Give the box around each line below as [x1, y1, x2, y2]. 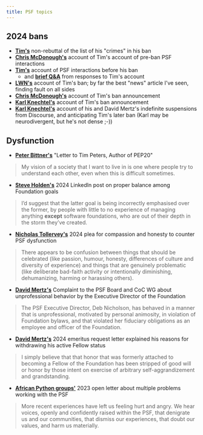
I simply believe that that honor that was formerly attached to [21, 353, 174, 361]
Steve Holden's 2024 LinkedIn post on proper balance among [15, 182, 171, 189]
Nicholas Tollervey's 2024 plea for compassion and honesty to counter [15, 231, 195, 238]
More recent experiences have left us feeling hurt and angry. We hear [21, 403, 195, 410]
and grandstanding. [21, 373, 71, 380]
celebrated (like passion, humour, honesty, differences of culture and [21, 255, 194, 263]
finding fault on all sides [15, 86, 75, 93]
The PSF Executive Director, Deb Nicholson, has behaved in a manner [21, 304, 195, 312]
